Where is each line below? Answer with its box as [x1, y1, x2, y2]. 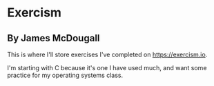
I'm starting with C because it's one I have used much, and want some [7, 64, 207, 72]
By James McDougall [7, 32, 100, 44]
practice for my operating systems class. [7, 71, 123, 79]
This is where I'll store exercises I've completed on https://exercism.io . [7, 50, 208, 58]
